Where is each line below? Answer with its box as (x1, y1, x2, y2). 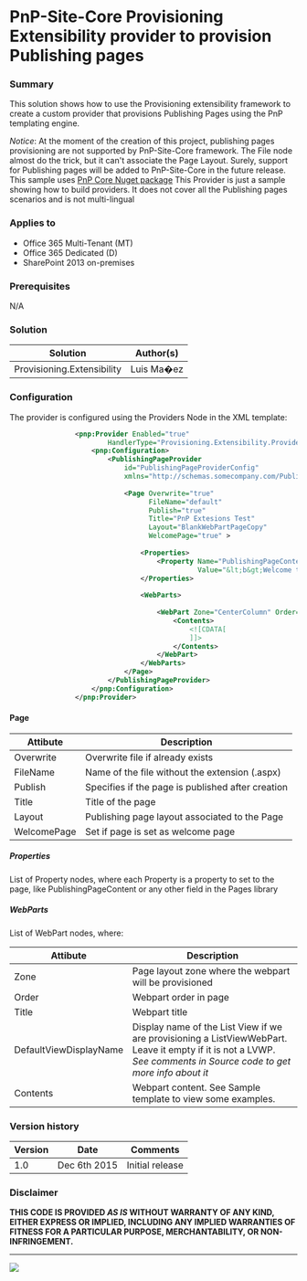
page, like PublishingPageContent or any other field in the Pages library (9, 884, 279, 895)
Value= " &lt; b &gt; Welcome (197, 565, 292, 575)
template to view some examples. (132, 1092, 276, 1105)
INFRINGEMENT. (9, 1236, 74, 1247)
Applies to (9, 217, 57, 229)
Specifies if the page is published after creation (85, 780, 288, 793)
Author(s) (135, 347, 179, 360)
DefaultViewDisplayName (14, 1043, 123, 1056)
